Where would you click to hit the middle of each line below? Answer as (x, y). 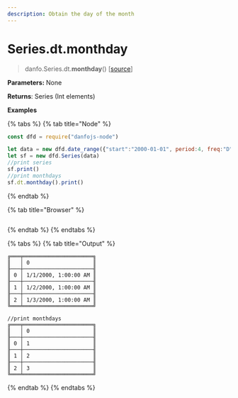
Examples (22, 110)
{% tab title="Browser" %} (46, 209)
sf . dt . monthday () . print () (45, 182)
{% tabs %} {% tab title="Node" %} (59, 123)
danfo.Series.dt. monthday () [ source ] (79, 69)
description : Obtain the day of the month (71, 14)
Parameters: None (35, 82)
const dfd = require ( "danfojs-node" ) (63, 137)
